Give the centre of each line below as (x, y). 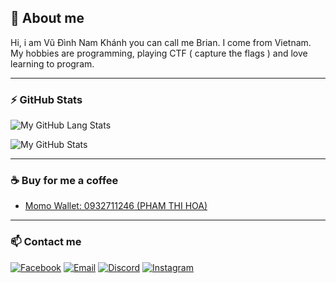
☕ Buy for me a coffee (64, 181)
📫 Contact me (46, 242)
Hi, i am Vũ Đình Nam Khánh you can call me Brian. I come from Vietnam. (161, 42)
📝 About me (47, 18)
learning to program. (52, 63)
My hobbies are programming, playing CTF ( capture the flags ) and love (159, 53)
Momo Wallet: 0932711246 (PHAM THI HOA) (116, 206)
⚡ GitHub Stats (46, 99)
